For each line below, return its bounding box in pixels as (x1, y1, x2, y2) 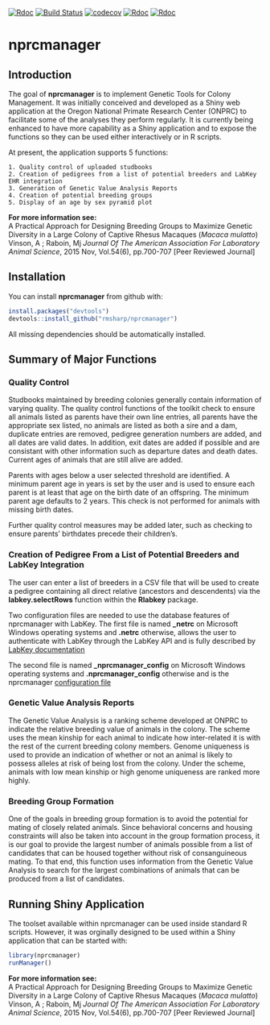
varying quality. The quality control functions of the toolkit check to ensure (8, 404, 256, 413)
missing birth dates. (8, 504, 74, 515)
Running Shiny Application (8, 897, 145, 911)
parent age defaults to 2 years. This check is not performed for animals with (8, 496, 260, 506)
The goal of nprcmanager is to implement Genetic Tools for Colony (8, 89, 231, 98)
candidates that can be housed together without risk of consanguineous (8, 849, 247, 858)
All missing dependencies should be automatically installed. (8, 329, 207, 338)
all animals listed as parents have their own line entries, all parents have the (8, 412, 258, 422)
